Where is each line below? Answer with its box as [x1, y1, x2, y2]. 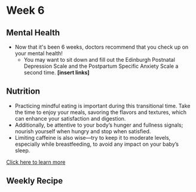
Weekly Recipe [6, 176, 63, 186]
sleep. [14, 146, 30, 154]
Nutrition [6, 86, 41, 97]
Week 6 [6, 4, 45, 17]
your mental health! [14, 50, 63, 57]
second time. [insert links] [23, 69, 90, 76]
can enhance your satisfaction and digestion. [14, 115, 126, 122]
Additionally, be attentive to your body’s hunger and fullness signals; [14, 121, 183, 128]
